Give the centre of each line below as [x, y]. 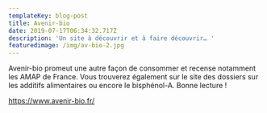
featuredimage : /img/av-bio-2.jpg [67, 46]
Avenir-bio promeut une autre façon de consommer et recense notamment [132, 68]
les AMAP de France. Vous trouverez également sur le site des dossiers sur [133, 77]
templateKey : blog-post [48, 16]
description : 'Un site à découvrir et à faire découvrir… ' [112, 38]
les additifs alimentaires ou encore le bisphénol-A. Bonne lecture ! [118, 86]
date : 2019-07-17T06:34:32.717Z [63, 30]
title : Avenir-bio [39, 23]
